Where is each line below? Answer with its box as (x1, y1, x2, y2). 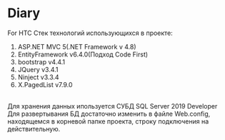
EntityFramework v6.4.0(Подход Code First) (17, 50, 149, 59)
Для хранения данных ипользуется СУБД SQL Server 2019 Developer (7, 101, 218, 110)
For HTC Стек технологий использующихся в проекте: (7, 29, 173, 37)
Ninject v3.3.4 (17, 73, 59, 81)
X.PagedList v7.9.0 (17, 80, 73, 89)
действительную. (7, 124, 61, 133)
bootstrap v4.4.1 (17, 57, 66, 66)
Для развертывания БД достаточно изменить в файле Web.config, (7, 109, 211, 118)
